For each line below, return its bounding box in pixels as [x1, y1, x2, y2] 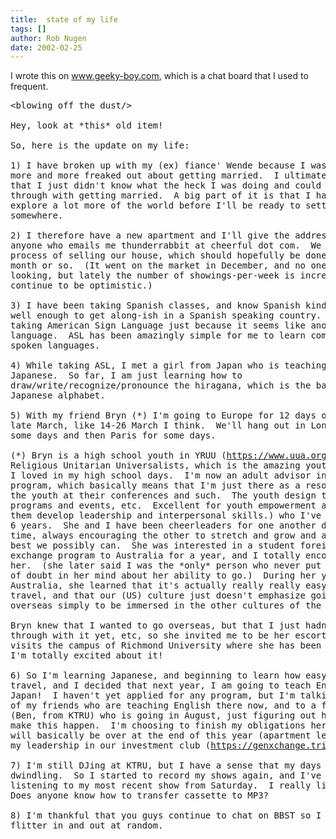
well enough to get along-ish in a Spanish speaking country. [10, 310, 322, 321]
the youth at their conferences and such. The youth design [10, 490, 317, 501]
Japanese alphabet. [10, 390, 106, 401]
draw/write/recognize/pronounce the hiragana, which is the [10, 380, 312, 391]
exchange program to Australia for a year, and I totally [10, 550, 301, 561]
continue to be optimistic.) [10, 280, 153, 291]
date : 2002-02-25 [10, 42, 83, 53]
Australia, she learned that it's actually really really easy [10, 580, 327, 591]
